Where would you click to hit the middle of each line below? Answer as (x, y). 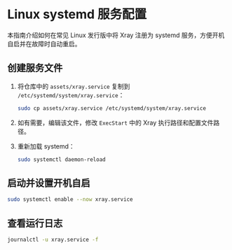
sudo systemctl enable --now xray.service (70, 200)
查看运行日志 (35, 223)
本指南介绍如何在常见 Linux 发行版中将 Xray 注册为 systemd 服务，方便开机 (116, 35)
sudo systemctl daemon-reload (62, 159)
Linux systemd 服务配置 (77, 14)
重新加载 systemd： (46, 146)
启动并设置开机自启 (49, 183)
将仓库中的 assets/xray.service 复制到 (74, 86)
